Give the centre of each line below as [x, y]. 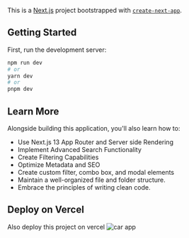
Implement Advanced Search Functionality [79, 150]
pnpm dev [20, 89]
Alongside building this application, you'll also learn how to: [94, 128]
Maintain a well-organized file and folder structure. [92, 180]
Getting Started [42, 32]
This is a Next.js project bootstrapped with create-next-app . [95, 10]
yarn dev [20, 76]
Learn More [33, 111]
